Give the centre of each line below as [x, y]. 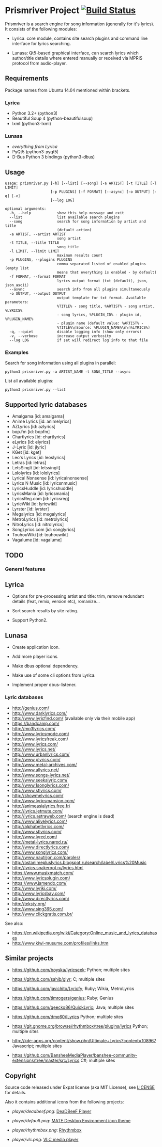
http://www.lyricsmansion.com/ [43, 800]
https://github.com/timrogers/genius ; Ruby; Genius [63, 998]
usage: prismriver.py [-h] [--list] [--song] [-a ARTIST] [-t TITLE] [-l [81, 183]
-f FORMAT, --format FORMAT [38, 277]
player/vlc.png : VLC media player [45, 1140]
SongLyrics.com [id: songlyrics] [44, 530]
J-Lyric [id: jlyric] [29, 447]
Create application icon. [36, 647]
